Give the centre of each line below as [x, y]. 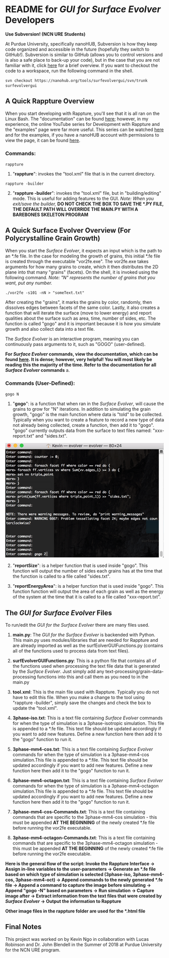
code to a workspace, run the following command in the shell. [69, 71]
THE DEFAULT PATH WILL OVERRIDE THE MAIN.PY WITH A [75, 209]
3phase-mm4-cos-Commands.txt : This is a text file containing [79, 812]
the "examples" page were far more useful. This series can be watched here [84, 129]
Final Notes [23, 927]
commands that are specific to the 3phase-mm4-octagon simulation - [85, 843]
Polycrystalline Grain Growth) [53, 238]
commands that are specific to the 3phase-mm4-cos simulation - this [85, 817]
